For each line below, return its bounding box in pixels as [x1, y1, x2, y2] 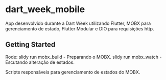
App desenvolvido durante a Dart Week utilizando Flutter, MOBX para [5, 20, 151, 26]
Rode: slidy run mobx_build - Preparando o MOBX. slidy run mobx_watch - [5, 54, 162, 60]
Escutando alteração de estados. [5, 59, 75, 65]
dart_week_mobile [5, 4, 85, 15]
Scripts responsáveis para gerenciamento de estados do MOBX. [5, 69, 140, 75]
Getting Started [5, 41, 56, 49]
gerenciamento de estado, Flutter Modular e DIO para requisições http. [5, 25, 154, 31]
